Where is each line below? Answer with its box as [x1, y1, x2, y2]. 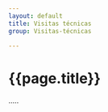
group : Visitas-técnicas [8, 27, 92, 35]
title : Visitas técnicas [8, 19, 92, 28]
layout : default [8, 11, 63, 20]
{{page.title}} [8, 69, 101, 88]
